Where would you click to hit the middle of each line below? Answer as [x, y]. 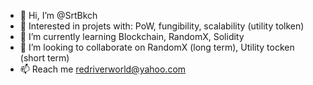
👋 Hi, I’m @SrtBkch [58, 15]
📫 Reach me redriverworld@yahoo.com [103, 69]
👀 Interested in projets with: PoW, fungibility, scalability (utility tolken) [162, 26]
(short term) [44, 58]
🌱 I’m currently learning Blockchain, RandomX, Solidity [132, 36]
